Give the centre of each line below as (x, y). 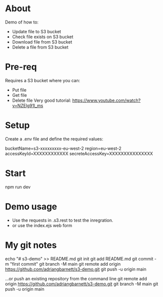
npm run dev (18, 187)
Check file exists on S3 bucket (43, 37)
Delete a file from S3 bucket (40, 47)
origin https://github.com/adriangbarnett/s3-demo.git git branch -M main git (82, 284)
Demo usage (31, 206)
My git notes (31, 245)
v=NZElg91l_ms (28, 105)
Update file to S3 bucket (37, 31)
